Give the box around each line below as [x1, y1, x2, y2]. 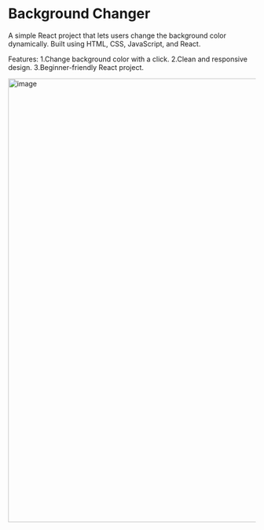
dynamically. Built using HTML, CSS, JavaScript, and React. [8, 39, 201, 48]
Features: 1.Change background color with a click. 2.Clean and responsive [8, 54, 247, 64]
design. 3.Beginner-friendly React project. [8, 62, 144, 72]
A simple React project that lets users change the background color [8, 31, 226, 40]
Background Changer [8, 5, 151, 23]
